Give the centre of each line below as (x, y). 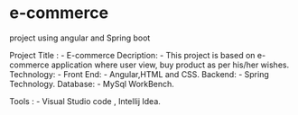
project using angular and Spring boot (80, 38)
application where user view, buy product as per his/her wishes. (170, 65)
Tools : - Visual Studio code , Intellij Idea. (85, 101)
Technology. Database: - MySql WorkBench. (92, 84)
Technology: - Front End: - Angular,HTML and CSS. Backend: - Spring (139, 74)
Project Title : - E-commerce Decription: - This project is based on (132, 55)
